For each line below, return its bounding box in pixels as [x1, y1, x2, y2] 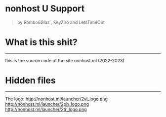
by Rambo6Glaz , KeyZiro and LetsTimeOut [17, 19, 105, 25]
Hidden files [5, 75, 56, 86]
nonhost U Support [5, 3, 85, 14]
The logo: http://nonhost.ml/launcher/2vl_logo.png [5, 96, 108, 102]
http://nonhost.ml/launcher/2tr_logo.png [5, 106, 87, 112]
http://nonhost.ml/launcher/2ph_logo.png [5, 101, 89, 107]
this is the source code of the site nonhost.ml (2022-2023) [5, 57, 124, 63]
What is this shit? [5, 37, 78, 48]
